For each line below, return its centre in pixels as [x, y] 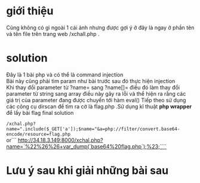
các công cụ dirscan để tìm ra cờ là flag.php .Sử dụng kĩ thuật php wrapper [99, 106]
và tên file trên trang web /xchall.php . [53, 33]
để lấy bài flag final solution [40, 112]
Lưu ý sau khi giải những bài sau [87, 171]
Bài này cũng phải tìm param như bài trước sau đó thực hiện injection [91, 81]
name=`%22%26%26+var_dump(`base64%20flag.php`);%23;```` [87, 146]
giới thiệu [30, 11]
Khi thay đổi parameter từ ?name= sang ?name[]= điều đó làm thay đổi [93, 87]
